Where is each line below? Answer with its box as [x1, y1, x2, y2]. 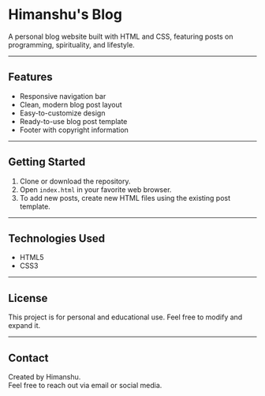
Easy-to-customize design [19, 108, 106, 118]
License [8, 291, 48, 305]
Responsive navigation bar [19, 91, 106, 100]
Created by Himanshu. [8, 372, 81, 381]
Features [8, 70, 53, 84]
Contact [8, 351, 49, 364]
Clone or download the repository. [19, 176, 132, 186]
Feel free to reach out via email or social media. [8, 381, 162, 390]
